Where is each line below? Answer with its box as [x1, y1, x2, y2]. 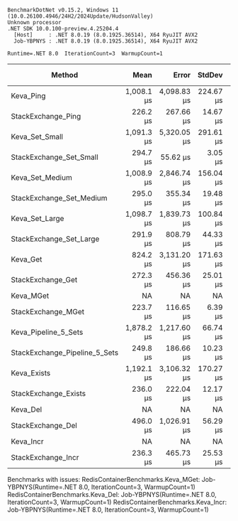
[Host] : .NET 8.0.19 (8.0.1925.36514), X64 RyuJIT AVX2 [13, 31, 198, 38]
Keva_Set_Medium [11, 173, 72, 182]
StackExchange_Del [11, 421, 78, 430]
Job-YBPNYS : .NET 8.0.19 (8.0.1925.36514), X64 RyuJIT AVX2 [13, 38, 198, 45]
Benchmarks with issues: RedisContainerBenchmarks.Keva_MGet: [7, 476, 200, 483]
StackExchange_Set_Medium [11, 193, 108, 203]
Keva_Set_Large [11, 214, 64, 223]
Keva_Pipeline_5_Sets [11, 328, 84, 337]
